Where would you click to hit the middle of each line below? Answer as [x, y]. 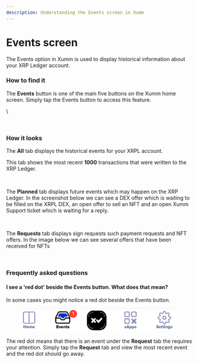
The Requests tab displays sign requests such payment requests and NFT [97, 233]
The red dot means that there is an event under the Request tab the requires [99, 341]
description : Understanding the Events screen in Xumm [75, 12]
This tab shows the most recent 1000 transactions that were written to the [97, 162]
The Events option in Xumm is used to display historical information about [96, 59]
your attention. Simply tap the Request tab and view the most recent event [97, 347]
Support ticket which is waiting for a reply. [58, 211]
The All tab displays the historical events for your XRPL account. [85, 151]
